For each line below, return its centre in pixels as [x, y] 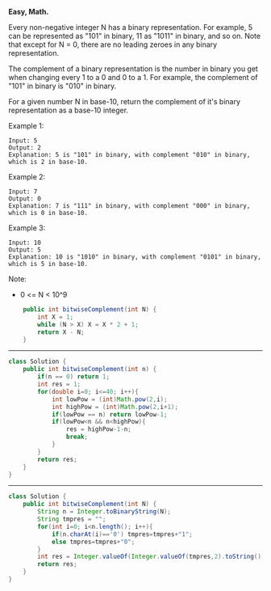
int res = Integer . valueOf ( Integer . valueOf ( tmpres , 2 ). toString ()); [153, 557]
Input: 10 [25, 243]
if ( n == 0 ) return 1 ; [74, 377]
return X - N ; [61, 332]
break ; [77, 437]
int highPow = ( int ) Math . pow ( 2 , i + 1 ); [115, 407]
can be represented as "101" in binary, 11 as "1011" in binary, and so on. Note [134, 36]
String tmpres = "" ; [72, 519]
